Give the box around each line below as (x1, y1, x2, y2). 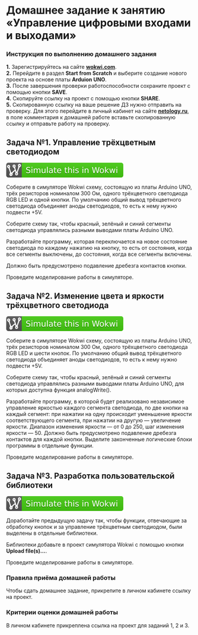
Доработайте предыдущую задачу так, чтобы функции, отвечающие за (6, 517, 187, 524)
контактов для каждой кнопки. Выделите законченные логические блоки (6, 436, 193, 443)
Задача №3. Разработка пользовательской (6, 471, 175, 481)
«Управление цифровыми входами (6, 16, 191, 30)
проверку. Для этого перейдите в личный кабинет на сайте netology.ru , (6, 107, 189, 115)
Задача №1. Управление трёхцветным (6, 137, 156, 147)
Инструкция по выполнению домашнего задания (6, 50, 157, 58)
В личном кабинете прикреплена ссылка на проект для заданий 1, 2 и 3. (6, 621, 190, 629)
